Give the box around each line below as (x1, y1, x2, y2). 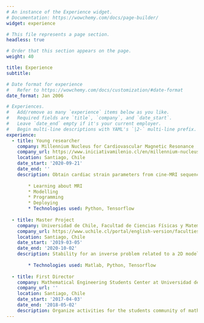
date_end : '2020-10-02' (17, 245, 78, 252)
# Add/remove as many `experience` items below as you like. (6, 109, 170, 116)
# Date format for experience (6, 81, 83, 87)
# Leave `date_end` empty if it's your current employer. (6, 121, 162, 127)
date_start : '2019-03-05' (17, 240, 83, 246)
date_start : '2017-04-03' (17, 296, 83, 302)
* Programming (28, 194, 64, 201)
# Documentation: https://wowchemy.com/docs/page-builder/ (6, 15, 159, 21)
